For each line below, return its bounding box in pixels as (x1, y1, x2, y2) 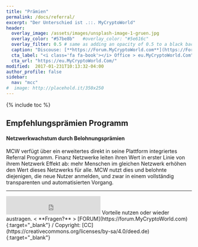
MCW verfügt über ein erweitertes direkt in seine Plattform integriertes (6, 148, 178, 155)
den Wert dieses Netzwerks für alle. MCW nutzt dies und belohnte (6, 166, 167, 173)
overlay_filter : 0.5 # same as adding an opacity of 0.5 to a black (11, 42, 183, 48)
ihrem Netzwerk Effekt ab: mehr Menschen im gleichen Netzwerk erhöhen (6, 160, 187, 168)
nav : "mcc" (11, 80, 38, 86)
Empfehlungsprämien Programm (6, 118, 128, 128)
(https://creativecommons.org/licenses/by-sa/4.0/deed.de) (6, 228, 150, 235)
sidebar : (6, 74, 28, 80)
